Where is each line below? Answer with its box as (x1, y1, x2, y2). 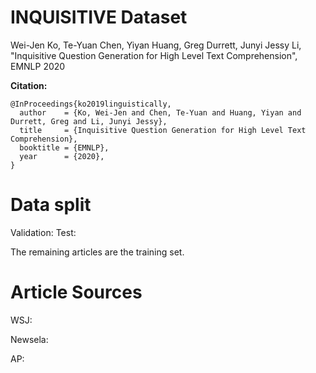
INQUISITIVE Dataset (10, 6, 188, 29)
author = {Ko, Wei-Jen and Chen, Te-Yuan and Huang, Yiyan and (19, 107, 302, 118)
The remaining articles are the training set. (10, 246, 185, 258)
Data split (10, 194, 92, 216)
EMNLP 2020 (10, 60, 66, 72)
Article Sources (10, 281, 143, 304)
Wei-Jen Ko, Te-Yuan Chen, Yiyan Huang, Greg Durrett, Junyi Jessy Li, (10, 39, 302, 51)
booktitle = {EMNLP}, (19, 142, 110, 153)
